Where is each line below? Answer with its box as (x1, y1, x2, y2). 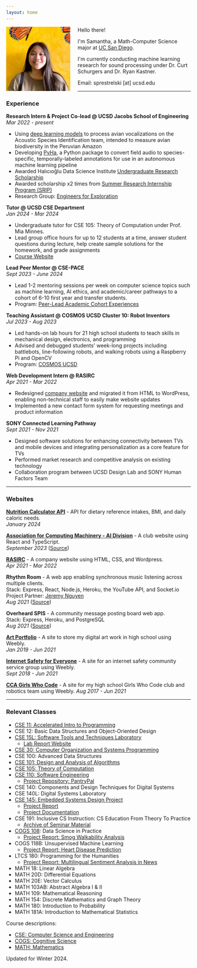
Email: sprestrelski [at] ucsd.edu (77, 79, 155, 86)
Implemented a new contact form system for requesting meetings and (14, 402, 184, 409)
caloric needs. (6, 514, 41, 522)
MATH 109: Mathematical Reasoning (14, 889, 103, 896)
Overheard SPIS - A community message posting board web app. (6, 610, 165, 617)
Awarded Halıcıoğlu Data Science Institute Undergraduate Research (14, 167, 178, 174)
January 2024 (6, 521, 41, 528)
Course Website (14, 252, 54, 259)
